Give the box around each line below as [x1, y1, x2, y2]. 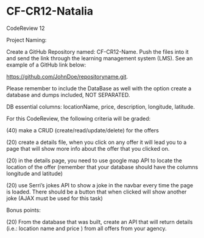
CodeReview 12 [6, 24, 45, 32]
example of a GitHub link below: [6, 61, 86, 68]
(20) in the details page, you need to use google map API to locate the [6, 157, 183, 164]
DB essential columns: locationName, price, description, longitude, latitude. [6, 103, 195, 110]
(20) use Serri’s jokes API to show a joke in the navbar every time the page [6, 181, 194, 189]
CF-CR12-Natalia [6, 4, 93, 18]
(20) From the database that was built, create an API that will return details [6, 218, 193, 225]
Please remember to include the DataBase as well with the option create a [6, 84, 192, 92]
